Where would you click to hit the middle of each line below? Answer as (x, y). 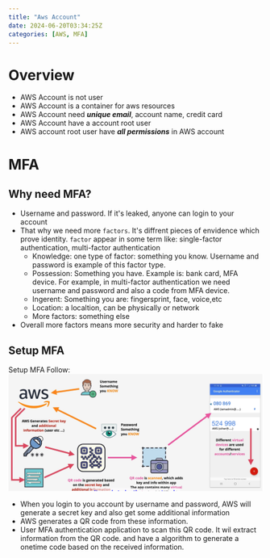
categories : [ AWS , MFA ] (48, 34)
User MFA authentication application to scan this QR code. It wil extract (138, 530)
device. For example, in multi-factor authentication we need (131, 282)
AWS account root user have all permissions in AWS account (122, 132)
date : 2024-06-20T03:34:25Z (56, 25)
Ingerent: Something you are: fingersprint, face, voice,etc (127, 300)
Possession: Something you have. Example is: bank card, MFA (135, 274)
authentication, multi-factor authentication (90, 248)
